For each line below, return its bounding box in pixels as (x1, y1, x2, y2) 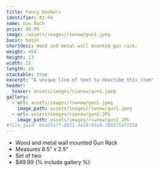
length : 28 (6, 65, 34, 72)
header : (6, 83, 26, 89)
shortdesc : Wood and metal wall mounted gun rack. (6, 43, 138, 49)
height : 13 (6, 54, 34, 60)
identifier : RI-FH (6, 15, 53, 21)
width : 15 (6, 60, 32, 66)
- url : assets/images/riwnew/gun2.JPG (12, 111, 111, 117)
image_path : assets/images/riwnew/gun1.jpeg (17, 105, 133, 112)
